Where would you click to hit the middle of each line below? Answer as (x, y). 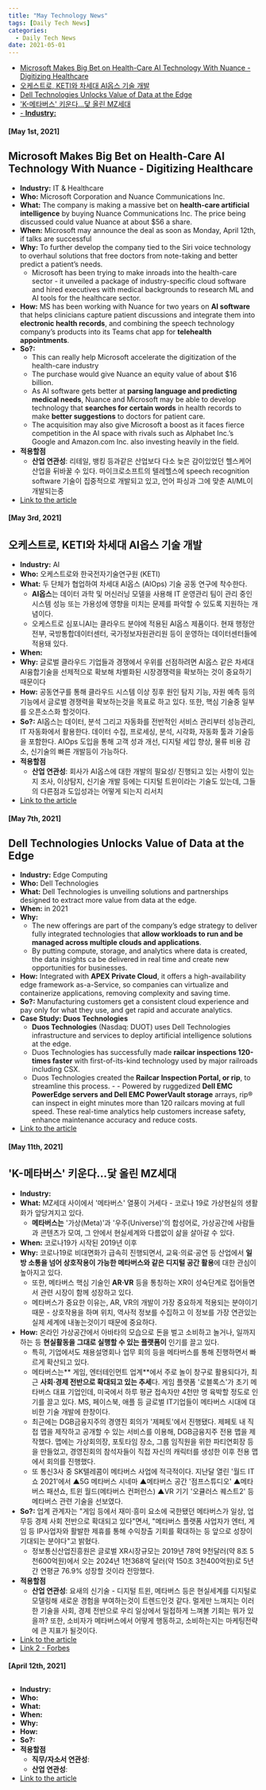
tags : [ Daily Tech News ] (49, 23)
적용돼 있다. (50, 643)
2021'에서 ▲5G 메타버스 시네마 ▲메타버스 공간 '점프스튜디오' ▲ (140, 1481)
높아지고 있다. (41, 1272)
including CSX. (56, 1069)
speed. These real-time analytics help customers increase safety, (139, 1111)
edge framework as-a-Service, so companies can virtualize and (124, 985)
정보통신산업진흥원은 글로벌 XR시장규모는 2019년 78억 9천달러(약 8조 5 (143, 1551)
